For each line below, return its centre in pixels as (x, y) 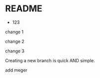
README (24, 9)
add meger (16, 70)
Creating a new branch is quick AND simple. (50, 60)
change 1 (14, 32)
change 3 (15, 51)
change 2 (15, 41)
